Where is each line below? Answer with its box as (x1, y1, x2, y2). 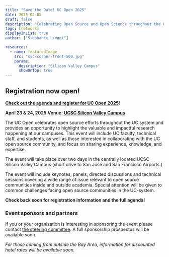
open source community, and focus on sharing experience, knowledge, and (5, 141, 162, 147)
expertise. (5, 146, 26, 152)
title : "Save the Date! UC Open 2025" (5, 7, 87, 13)
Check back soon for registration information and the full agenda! (5, 197, 145, 203)
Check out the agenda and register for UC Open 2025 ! (5, 100, 120, 106)
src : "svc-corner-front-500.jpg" (14, 54, 84, 59)
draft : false (5, 17, 33, 22)
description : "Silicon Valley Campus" (18, 63, 100, 69)
